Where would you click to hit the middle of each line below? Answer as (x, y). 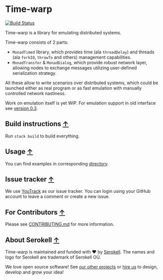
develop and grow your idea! (34, 272)
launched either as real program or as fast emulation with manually (74, 88)
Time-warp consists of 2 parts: (37, 42)
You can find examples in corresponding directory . (57, 163)
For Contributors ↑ (35, 212)
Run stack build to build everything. (42, 136)
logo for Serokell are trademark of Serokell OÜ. (53, 257)
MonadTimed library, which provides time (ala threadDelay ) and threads (83, 52)
